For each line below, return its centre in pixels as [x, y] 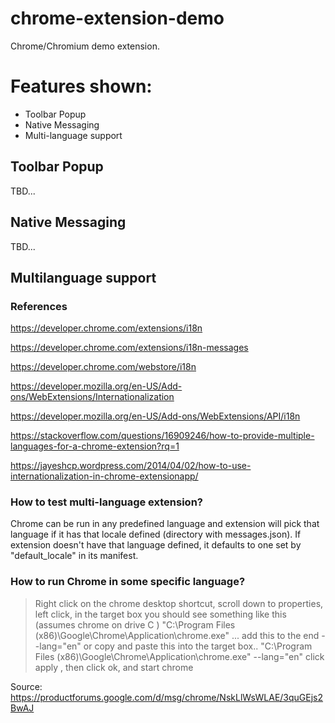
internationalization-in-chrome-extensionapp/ [104, 476]
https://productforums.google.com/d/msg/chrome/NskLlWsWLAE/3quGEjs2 [167, 697]
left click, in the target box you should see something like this [160, 614]
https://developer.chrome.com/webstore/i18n [103, 367]
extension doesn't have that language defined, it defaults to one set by [156, 545]
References [39, 306]
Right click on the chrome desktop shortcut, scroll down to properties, [179, 603]
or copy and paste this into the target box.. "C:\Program [198, 646]
